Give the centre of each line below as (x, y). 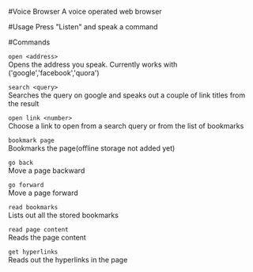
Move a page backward (47, 170)
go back (21, 163)
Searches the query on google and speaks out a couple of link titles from (127, 95)
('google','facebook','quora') (54, 73)
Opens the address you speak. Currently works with (93, 64)
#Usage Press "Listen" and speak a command (83, 27)
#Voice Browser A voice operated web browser (85, 11)
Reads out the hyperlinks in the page (68, 260)
